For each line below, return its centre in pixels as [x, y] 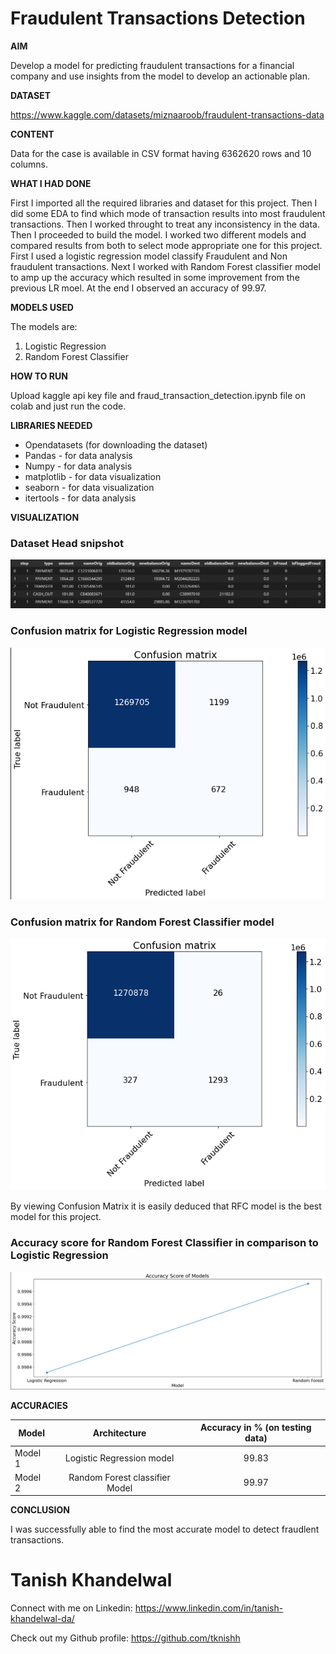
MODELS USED [42, 307]
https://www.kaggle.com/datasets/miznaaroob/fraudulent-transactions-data [167, 114]
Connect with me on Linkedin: [71, 1608]
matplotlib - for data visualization [93, 476]
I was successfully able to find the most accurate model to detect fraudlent [165, 1529]
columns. [29, 164]
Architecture [119, 1433]
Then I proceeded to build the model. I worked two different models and [158, 234]
